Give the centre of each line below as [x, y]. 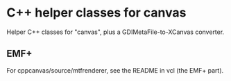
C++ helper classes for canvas [96, 13]
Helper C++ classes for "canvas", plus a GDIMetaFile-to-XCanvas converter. [115, 32]
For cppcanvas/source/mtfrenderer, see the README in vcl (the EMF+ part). [115, 70]
